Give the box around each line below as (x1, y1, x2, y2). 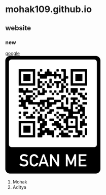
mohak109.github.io (5, 4, 92, 15)
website (5, 24, 31, 32)
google (5, 50, 20, 56)
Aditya (12, 184, 26, 190)
